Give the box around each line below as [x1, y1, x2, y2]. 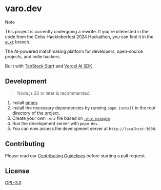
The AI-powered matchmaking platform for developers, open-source [5, 48, 143, 54]
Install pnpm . [12, 100, 39, 106]
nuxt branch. [5, 39, 31, 44]
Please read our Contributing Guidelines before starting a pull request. [5, 152, 146, 159]
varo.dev [5, 3, 42, 14]
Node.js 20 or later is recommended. [17, 90, 91, 96]
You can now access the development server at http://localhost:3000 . [12, 126, 157, 131]
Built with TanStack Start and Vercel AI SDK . [5, 63, 94, 69]
